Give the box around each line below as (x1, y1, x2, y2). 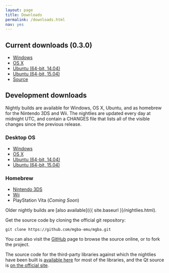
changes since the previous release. (5, 121, 82, 127)
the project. (5, 242, 30, 248)
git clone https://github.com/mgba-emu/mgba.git (5, 227, 111, 232)
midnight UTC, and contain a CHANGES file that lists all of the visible (5, 115, 150, 122)
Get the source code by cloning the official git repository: (5, 217, 126, 223)
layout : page (5, 7, 33, 13)
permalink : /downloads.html (5, 17, 66, 22)
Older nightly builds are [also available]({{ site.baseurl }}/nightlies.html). (5, 207, 157, 213)
